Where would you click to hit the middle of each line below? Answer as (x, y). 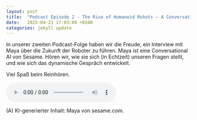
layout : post (22, 11)
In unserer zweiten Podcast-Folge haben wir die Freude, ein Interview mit (94, 44)
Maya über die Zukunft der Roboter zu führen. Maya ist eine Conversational (97, 51)
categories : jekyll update (39, 28)
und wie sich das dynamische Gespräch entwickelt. (68, 63)
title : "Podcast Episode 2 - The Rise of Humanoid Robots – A (85, 17)
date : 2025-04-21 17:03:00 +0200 (50, 22)
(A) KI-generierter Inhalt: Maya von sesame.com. (65, 111)
